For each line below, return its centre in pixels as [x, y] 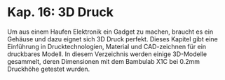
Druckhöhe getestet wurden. [49, 69]
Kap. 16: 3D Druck [61, 12]
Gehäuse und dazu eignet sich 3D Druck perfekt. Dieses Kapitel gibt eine [113, 39]
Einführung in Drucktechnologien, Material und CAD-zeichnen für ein [107, 46]
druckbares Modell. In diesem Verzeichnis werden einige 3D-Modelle [107, 54]
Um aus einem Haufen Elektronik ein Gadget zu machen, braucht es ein [110, 32]
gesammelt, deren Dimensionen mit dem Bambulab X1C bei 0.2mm [104, 61]
